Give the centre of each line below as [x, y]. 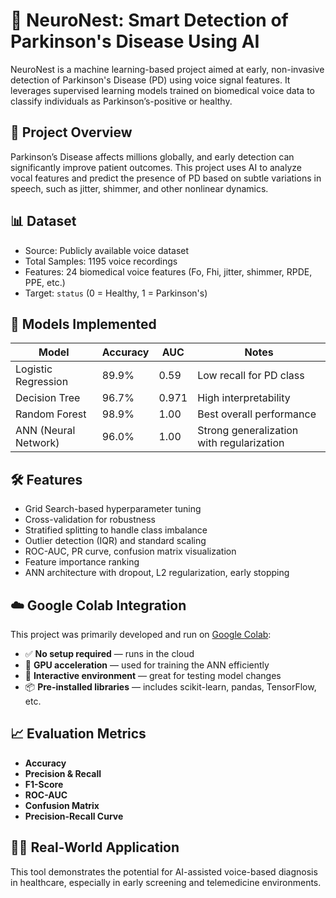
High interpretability [244, 398]
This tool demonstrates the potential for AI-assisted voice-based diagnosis [164, 871]
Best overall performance [257, 414]
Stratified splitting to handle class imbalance [116, 530]
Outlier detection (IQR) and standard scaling [115, 541]
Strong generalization [248, 431]
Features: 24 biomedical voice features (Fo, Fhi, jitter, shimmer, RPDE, [168, 271]
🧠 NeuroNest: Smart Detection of [149, 20]
